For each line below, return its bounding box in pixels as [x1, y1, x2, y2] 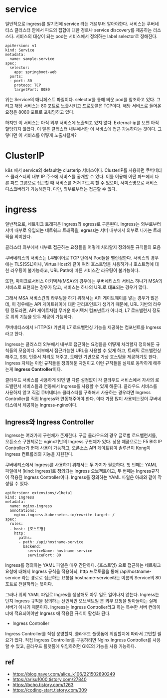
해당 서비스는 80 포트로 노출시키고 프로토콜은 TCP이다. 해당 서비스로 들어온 [14, 103, 162, 109]
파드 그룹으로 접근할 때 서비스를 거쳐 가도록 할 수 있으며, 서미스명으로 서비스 [10, 179, 158, 186]
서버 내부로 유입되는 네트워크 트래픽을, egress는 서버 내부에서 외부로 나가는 [5, 227, 152, 233]
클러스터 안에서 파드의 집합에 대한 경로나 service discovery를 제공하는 [14, 27, 152, 33]
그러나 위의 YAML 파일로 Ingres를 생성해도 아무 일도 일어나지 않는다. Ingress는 [5, 591, 160, 597]
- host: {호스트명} [9, 526, 46, 531]
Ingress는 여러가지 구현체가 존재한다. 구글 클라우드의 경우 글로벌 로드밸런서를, [5, 432, 158, 438]
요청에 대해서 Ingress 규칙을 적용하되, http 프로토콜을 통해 [5, 568, 119, 574]
